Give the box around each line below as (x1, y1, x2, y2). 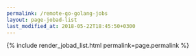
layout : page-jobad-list (6, 16, 77, 23)
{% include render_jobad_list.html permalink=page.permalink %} (6, 42, 190, 50)
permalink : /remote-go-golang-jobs (6, 10, 108, 17)
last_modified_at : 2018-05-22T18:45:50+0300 (6, 23, 136, 29)
